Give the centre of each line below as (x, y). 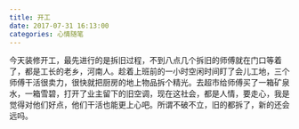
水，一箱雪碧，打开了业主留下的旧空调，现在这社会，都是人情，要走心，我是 (149, 93)
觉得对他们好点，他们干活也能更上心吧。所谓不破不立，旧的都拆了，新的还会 (149, 105)
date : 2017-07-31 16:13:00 (59, 26)
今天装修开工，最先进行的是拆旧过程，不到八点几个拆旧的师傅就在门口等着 (145, 60)
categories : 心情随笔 (47, 34)
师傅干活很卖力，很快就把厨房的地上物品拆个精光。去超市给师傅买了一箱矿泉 (149, 83)
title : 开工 (30, 17)
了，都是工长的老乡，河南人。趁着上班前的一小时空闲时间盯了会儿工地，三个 (149, 71)
